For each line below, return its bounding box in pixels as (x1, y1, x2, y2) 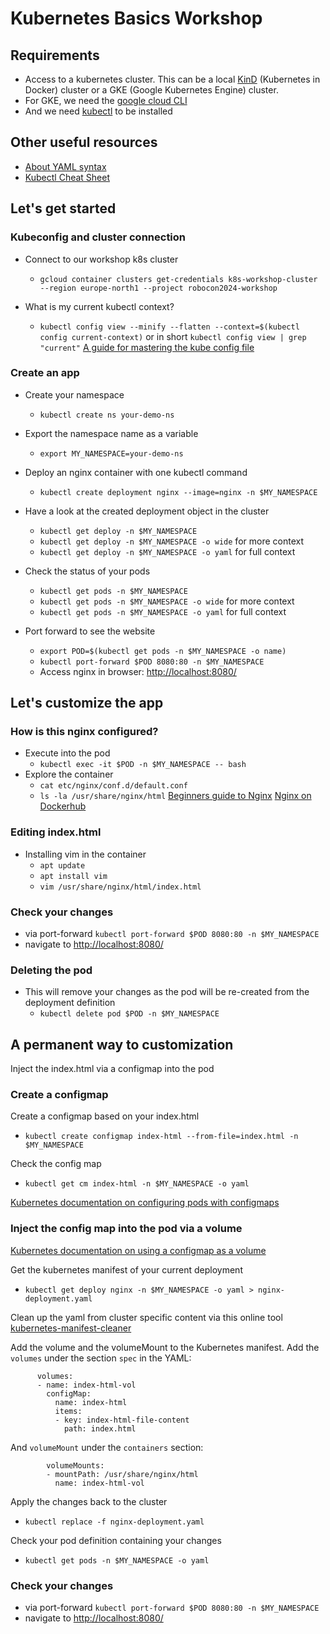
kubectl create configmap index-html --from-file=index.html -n (24, 1132, 299, 1142)
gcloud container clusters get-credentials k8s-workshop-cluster (39, 274, 318, 284)
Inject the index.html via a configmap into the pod (10, 1063, 215, 1075)
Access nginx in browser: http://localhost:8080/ (39, 665, 237, 677)
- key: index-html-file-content (54, 1415, 190, 1425)
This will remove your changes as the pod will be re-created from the (24, 986, 310, 998)
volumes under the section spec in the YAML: (10, 1352, 192, 1364)
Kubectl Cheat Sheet (24, 171, 110, 183)
